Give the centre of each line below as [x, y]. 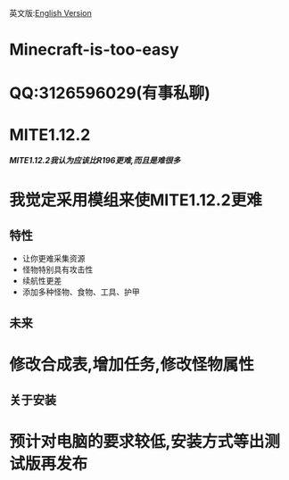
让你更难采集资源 [54, 259]
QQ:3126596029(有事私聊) [110, 93]
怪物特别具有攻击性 [58, 269]
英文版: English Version [50, 13]
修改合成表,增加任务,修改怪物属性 [132, 364]
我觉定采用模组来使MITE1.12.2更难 [136, 200]
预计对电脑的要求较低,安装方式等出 [137, 442]
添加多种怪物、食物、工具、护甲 [81, 292]
